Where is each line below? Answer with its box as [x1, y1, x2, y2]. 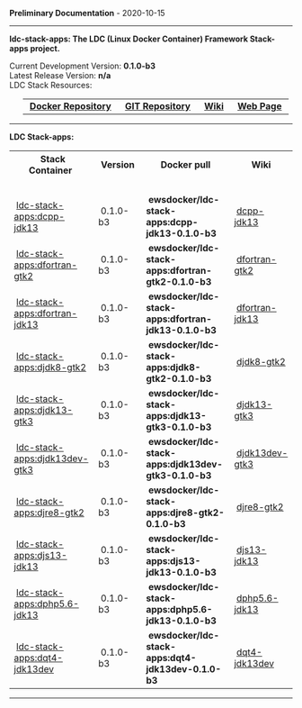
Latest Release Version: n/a [9, 70, 111, 80]
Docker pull [160, 159, 211, 170]
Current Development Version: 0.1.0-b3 [9, 60, 155, 71]
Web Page [236, 100, 282, 112]
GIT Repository [124, 100, 191, 112]
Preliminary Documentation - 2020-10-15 [9, 8, 165, 18]
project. [30, 43, 60, 53]
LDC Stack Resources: [9, 80, 93, 90]
